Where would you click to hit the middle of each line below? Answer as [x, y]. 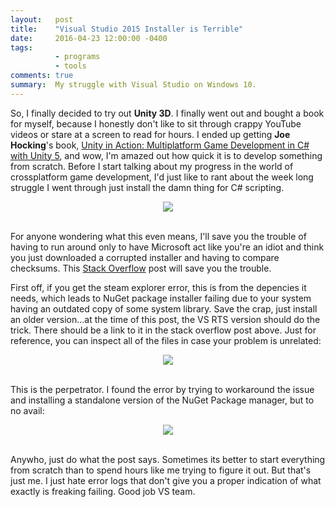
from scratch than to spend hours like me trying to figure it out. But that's [161, 470]
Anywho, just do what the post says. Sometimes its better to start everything [168, 459]
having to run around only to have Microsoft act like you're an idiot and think [167, 247]
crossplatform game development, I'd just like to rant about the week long [162, 177]
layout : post [42, 19]
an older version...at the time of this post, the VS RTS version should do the [165, 319]
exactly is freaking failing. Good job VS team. [103, 491]
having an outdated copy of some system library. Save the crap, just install [164, 308]
